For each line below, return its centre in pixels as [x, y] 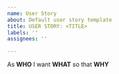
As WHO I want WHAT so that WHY [58, 64]
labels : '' [23, 33]
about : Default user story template [60, 20]
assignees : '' [28, 39]
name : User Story [32, 13]
